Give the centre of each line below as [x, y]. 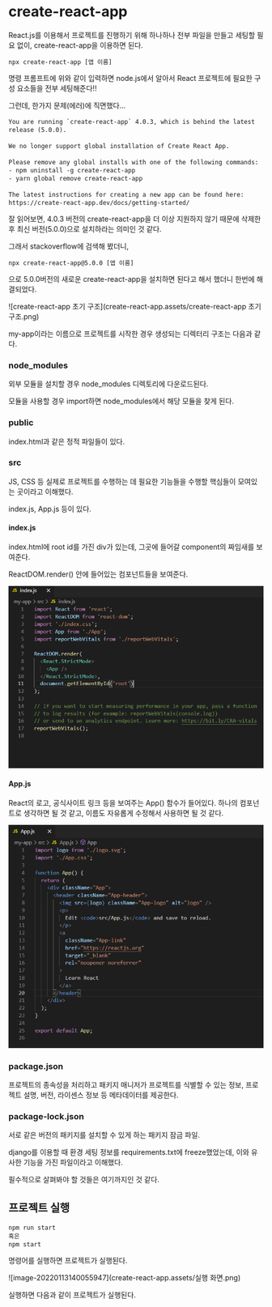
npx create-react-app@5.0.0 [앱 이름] [71, 263]
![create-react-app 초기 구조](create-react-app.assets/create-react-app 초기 [135, 306]
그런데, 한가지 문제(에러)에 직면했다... [67, 105]
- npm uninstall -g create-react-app [72, 170]
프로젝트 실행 [39, 1208]
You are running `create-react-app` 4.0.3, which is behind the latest [132, 121]
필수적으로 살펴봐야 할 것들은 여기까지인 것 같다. [84, 1180]
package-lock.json [47, 1116]
